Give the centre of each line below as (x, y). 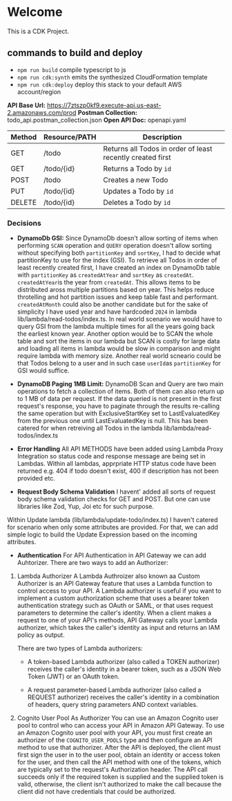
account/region (39, 91)
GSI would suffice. (43, 370)
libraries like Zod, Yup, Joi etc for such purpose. (85, 507)
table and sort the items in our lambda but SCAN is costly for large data (118, 341)
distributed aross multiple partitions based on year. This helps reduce (116, 290)
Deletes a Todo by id (137, 202)
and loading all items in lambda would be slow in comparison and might (119, 349)
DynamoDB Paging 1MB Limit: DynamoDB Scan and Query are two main (120, 384)
